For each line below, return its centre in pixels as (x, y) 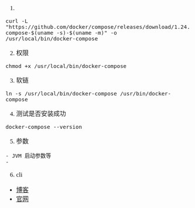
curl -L (17, 21)
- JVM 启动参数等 (28, 156)
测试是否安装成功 (41, 114)
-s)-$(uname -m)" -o (87, 33)
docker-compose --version (44, 127)
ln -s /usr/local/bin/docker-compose (61, 93)
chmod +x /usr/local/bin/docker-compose (66, 66)
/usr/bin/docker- (145, 93)
